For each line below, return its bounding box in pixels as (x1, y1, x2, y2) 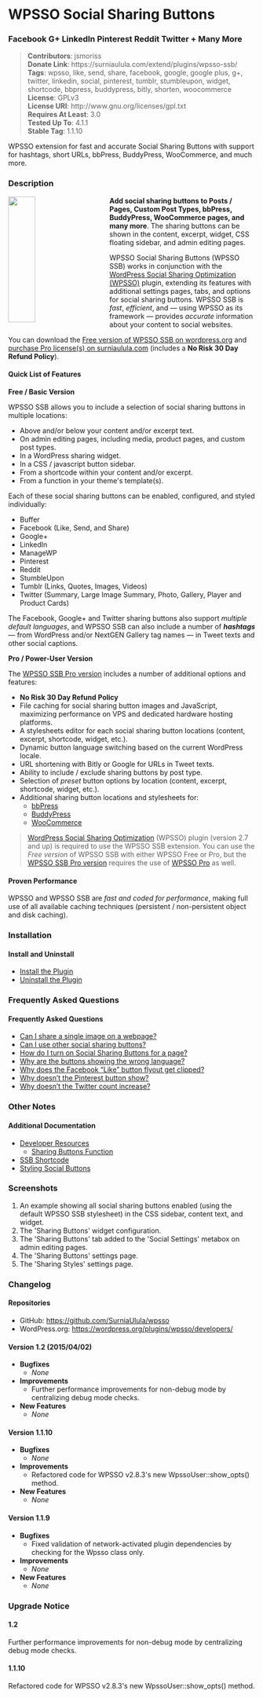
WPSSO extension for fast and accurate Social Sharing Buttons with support (8, 141, 254, 151)
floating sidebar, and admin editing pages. (109, 237, 246, 247)
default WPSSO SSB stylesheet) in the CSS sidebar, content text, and (19, 1208, 243, 1219)
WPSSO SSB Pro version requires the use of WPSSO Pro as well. (27, 858, 237, 867)
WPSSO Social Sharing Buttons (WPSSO (109, 253, 240, 262)
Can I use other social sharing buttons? (19, 1040, 147, 1050)
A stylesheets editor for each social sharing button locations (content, (19, 725, 246, 735)
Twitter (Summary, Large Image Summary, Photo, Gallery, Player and (19, 589, 242, 599)
